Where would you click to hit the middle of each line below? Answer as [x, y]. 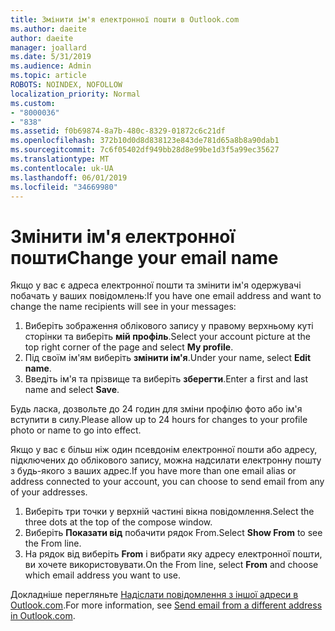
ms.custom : [33, 103]
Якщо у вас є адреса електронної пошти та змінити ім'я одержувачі [156, 285]
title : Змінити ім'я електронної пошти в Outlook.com [125, 19]
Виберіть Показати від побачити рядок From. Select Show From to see [173, 533]
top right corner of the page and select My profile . [129, 347]
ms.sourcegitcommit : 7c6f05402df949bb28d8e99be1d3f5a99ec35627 [145, 150]
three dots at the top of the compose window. [118, 522]
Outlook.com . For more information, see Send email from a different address [166, 605]
